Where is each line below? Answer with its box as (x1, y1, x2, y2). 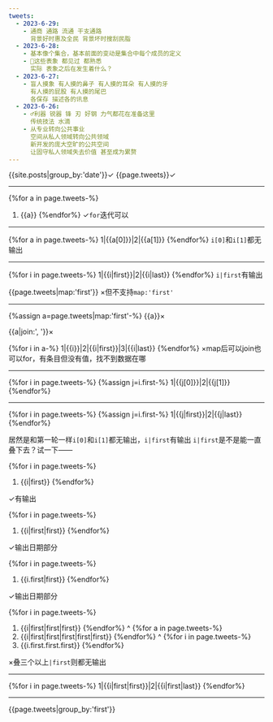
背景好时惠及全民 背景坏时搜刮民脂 (29, 34, 132, 43)
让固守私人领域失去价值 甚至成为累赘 (29, 148, 137, 156)
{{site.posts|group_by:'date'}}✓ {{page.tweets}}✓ (8, 170, 176, 179)
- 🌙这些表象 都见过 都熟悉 (23, 58, 102, 66)
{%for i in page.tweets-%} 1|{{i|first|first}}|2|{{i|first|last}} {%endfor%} (8, 681, 245, 691)
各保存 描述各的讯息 (29, 95, 89, 103)
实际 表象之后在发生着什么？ (29, 65, 113, 73)
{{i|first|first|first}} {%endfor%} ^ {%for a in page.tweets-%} (19, 623, 223, 633)
